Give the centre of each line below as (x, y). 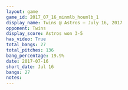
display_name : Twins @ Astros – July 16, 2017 (64, 22)
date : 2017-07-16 (27, 61)
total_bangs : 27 (26, 45)
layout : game (22, 12)
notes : (14, 78)
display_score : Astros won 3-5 (45, 34)
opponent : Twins (26, 28)
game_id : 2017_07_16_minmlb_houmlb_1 (52, 17)
